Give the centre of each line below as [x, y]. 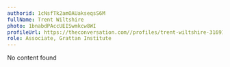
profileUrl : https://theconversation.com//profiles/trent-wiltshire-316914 [117, 32]
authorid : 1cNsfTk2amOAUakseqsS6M [56, 13]
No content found [32, 58]
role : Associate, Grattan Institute [59, 39]
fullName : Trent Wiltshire [46, 20]
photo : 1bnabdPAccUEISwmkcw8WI [52, 26]
